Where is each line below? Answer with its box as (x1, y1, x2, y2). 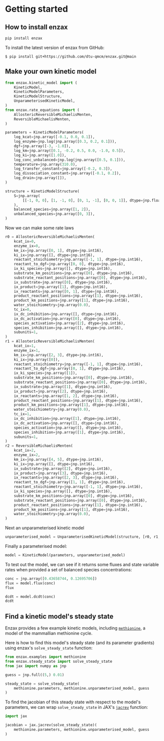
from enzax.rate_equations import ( (5, 108, 80, 112)
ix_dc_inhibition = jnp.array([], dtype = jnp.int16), (14, 311, 119, 316)
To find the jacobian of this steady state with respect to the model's (5, 699, 141, 705)
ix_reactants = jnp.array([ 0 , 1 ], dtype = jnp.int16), (14, 289, 119, 294)
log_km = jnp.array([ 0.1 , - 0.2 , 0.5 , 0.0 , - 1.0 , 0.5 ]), (14, 148, 125, 153)
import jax (5, 714, 27, 719)
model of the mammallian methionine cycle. (5, 631, 93, 636)
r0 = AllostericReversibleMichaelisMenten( (5, 235, 95, 240)
